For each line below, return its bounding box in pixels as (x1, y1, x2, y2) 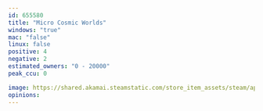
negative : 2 (8, 55, 47, 63)
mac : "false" (8, 33, 51, 41)
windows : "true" (8, 26, 61, 34)
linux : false (8, 41, 51, 48)
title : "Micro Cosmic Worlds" (8, 19, 107, 27)
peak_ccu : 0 (8, 70, 47, 77)
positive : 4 (8, 48, 47, 55)
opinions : (8, 91, 41, 98)
